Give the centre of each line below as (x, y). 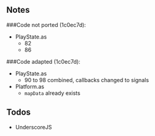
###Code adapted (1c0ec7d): (43, 61)
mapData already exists (52, 93)
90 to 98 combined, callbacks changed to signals (86, 80)
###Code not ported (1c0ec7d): (46, 25)
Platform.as (30, 86)
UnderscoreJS (33, 127)
